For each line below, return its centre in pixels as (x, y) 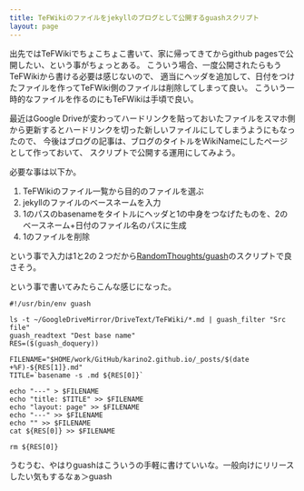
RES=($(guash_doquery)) (54, 343)
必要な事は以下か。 (45, 171)
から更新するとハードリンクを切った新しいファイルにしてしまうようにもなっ (152, 129)
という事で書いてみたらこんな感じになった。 (93, 286)
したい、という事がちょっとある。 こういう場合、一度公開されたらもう (149, 65)
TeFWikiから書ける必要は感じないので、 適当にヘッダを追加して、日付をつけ (152, 76)
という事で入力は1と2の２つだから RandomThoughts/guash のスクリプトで (147, 256)
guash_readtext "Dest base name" (73, 336)
